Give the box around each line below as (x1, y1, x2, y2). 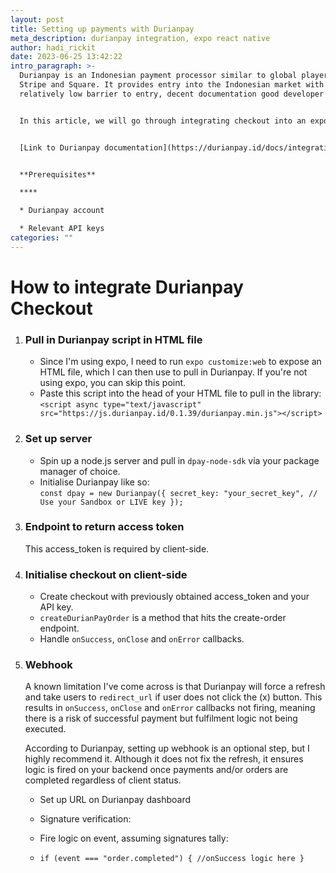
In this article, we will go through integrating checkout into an (19, 116, 307, 126)
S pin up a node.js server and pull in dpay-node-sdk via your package (39, 454, 320, 466)
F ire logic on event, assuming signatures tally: (39, 832, 229, 845)
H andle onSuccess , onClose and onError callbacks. (39, 633, 245, 645)
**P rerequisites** (19, 169, 97, 180)
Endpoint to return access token (24, 520, 185, 534)
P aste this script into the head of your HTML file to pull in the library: (39, 387, 322, 400)
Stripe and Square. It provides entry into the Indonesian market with (19, 80, 325, 90)
